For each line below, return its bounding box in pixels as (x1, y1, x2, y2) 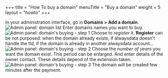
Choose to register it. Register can (91, 30, 163, 35)
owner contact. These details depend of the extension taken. (5, 56, 132, 62)
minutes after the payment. (5, 67, 62, 73)
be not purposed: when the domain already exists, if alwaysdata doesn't (5, 35, 155, 41)
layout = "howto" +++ (5, 9, 50, 15)
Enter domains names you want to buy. (62, 24, 144, 30)
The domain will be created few (92, 62, 157, 67)
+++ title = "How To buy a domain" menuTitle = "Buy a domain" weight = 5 (5, 4, 160, 10)
